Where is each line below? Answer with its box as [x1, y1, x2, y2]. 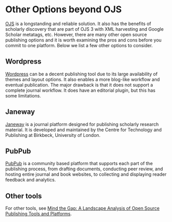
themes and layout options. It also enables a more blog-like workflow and [5, 76, 160, 83]
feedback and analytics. [5, 177, 56, 183]
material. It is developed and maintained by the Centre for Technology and [5, 127, 162, 133]
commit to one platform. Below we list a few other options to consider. [5, 42, 153, 48]
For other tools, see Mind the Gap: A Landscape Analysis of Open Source [5, 205, 160, 211]
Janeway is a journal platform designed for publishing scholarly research [5, 121, 159, 127]
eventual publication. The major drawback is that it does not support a [5, 82, 154, 88]
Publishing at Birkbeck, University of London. [5, 132, 101, 138]
